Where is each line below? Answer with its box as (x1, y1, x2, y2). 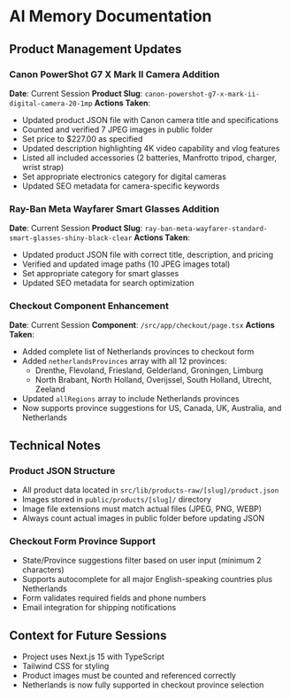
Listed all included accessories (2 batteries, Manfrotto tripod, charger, (21, 152, 277, 163)
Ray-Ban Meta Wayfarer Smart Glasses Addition (9, 202, 219, 214)
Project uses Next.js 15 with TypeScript (21, 651, 165, 662)
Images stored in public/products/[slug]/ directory (21, 494, 212, 505)
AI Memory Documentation (9, 6, 212, 27)
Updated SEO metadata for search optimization (21, 277, 195, 289)
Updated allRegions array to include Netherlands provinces (21, 393, 240, 404)
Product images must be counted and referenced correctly (21, 671, 237, 681)
